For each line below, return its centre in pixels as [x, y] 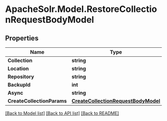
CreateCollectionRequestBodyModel [116, 101]
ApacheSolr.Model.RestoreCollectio [81, 9]
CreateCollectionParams [37, 101]
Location [18, 68]
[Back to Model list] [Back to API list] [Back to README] [62, 113]
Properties [22, 38]
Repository [21, 77]
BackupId [19, 85]
